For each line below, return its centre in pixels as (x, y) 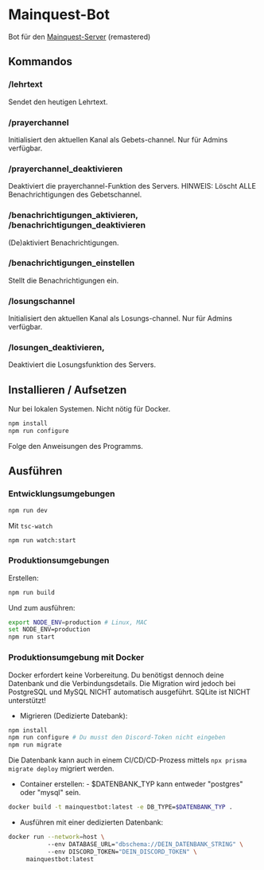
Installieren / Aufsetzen (68, 390)
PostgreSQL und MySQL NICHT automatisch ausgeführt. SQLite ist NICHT (130, 692)
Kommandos (41, 62)
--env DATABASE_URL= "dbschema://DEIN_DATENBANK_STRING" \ (146, 844)
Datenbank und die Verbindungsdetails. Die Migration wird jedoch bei (122, 683)
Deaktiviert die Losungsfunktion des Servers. (82, 365)
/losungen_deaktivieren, (56, 348)
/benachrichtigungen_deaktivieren (77, 225)
